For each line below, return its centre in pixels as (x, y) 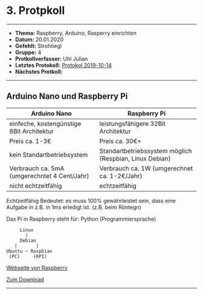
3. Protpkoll (36, 11)
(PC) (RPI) (28, 256)
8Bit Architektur (32, 131)
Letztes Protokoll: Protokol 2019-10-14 (63, 65)
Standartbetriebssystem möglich (146, 151)
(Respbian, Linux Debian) (135, 158)
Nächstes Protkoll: (39, 71)
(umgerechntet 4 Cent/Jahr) (49, 176)
